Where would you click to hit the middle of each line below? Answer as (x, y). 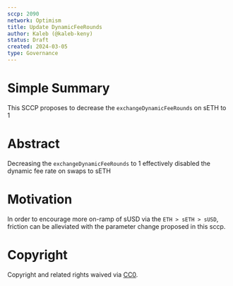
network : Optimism (34, 20)
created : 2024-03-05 (38, 47)
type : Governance (33, 54)
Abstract (34, 144)
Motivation (40, 199)
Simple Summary (59, 88)
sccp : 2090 (23, 14)
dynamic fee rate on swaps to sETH (59, 171)
